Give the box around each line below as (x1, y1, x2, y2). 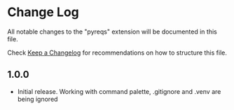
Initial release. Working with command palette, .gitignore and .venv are (17, 87, 221, 95)
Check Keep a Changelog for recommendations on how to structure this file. (7, 48, 228, 57)
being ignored (17, 95, 58, 103)
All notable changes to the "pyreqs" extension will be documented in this (7, 27, 217, 36)
